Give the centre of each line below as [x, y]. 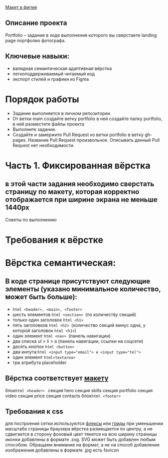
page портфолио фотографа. [36, 40]
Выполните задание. [34, 129]
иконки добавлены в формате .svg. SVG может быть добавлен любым [80, 439]
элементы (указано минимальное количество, [83, 289]
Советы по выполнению [31, 219]
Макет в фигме [21, 7]
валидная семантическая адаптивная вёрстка [62, 68]
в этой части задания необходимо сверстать [80, 184]
